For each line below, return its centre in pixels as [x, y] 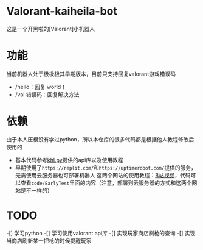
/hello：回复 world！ [41, 87]
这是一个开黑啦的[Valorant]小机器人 [51, 29]
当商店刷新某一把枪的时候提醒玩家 [49, 241]
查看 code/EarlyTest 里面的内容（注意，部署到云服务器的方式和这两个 [106, 183]
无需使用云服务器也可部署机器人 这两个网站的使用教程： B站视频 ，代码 [103, 175]
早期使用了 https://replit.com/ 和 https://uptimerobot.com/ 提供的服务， [105, 167]
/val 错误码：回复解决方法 [47, 94]
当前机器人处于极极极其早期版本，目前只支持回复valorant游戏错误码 [91, 74]
